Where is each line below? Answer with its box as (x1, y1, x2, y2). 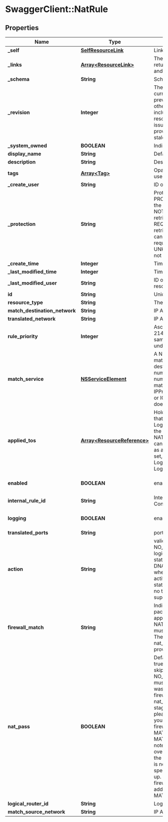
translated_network (7, 315, 56, 322)
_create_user (7, 181, 39, 188)
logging (7, 515, 26, 521)
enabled (7, 480, 27, 486)
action (7, 566, 23, 573)
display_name (7, 151, 41, 157)
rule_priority (7, 333, 38, 340)
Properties (5, 24, 39, 32)
